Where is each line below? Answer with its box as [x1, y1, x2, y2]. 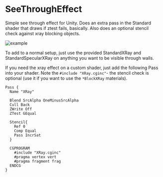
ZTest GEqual [9, 111, 37, 116]
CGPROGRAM [9, 146, 30, 151]
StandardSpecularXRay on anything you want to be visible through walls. [5, 55, 154, 61]
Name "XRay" [9, 89, 35, 94]
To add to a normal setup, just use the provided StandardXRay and [5, 50, 142, 56]
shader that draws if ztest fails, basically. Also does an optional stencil [5, 25, 149, 31]
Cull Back [9, 102, 30, 107]
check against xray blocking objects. [5, 30, 81, 36]
